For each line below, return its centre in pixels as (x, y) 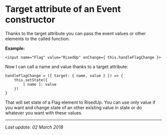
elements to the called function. (38, 39)
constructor (30, 20)
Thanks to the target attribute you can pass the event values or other (76, 33)
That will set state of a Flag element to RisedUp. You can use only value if (80, 102)
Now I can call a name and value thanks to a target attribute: (67, 67)
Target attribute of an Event (63, 9)
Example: (15, 48)
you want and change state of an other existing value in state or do (74, 107)
